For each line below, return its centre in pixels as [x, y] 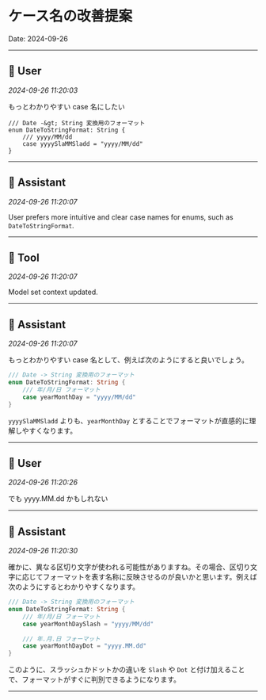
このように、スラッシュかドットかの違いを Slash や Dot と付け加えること [127, 670]
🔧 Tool [24, 257]
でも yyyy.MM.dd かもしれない [58, 499]
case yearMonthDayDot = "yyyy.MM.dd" [85, 646]
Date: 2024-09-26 [38, 38]
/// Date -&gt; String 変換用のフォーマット [77, 123]
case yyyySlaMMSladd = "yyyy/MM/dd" [83, 143]
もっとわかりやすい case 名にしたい [66, 106]
